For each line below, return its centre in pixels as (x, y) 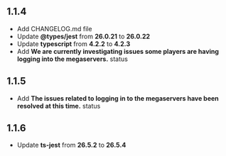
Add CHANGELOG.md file (54, 28)
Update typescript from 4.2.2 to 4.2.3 (74, 44)
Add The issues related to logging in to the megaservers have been (118, 98)
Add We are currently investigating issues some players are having (118, 51)
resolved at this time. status (59, 106)
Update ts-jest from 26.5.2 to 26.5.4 (71, 145)
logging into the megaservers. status (72, 59)
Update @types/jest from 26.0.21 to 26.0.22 (84, 36)
